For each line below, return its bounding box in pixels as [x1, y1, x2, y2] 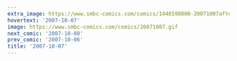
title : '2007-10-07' [7, 43, 68, 50]
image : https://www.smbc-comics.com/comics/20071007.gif [7, 23, 178, 30]
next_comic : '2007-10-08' [7, 29, 83, 37]
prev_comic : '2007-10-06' [7, 36, 83, 43]
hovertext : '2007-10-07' [7, 17, 80, 24]
